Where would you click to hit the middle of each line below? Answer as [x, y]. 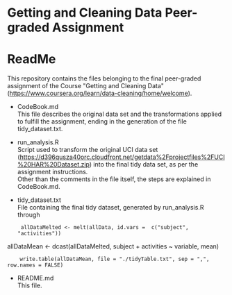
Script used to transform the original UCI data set [88, 150]
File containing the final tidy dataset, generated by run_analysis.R [110, 208]
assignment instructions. [52, 172]
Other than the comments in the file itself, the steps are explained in [114, 179]
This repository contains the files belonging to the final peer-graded [104, 78]
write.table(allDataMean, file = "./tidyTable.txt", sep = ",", [115, 259]
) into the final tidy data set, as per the [144, 165]
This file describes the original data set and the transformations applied [119, 114]
